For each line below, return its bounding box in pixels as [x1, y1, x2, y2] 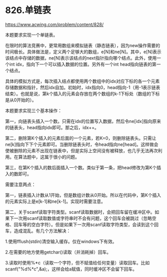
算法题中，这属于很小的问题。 [18, 154, 80, 160]
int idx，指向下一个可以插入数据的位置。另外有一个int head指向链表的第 [9, 61, 157, 67]
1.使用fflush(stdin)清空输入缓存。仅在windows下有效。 [5, 238, 117, 244]
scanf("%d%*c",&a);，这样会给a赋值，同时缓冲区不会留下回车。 [5, 266, 137, 272]
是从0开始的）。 [5, 97, 36, 103]
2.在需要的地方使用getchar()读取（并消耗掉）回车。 [5, 249, 111, 255]
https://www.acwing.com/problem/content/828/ [5, 21, 104, 28]
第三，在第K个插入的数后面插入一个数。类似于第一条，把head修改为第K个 [5, 164, 157, 170]
